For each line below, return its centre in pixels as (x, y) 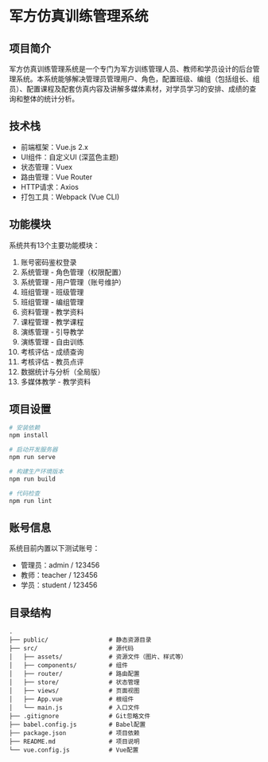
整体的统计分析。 (50, 99)
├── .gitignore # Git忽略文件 (80, 717)
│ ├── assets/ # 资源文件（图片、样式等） (98, 657)
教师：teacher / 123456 (59, 575)
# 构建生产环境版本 (37, 471)
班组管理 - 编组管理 (52, 302)
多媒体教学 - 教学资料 (56, 381)
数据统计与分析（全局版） (62, 371)
